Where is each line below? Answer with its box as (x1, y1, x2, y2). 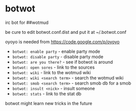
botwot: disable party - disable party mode (12, 53, 103, 60)
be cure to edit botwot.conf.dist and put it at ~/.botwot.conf (5, 29, 127, 35)
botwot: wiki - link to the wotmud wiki (12, 69, 91, 75)
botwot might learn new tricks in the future (5, 100, 93, 106)
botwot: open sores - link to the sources (12, 64, 95, 70)
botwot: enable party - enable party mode (12, 48, 100, 54)
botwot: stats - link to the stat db (12, 91, 82, 97)
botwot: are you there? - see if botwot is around (12, 59, 113, 65)
